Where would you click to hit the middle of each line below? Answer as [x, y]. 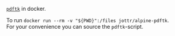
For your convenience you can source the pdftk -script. [75, 27]
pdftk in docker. [26, 9]
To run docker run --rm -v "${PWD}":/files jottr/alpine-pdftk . [88, 20]
